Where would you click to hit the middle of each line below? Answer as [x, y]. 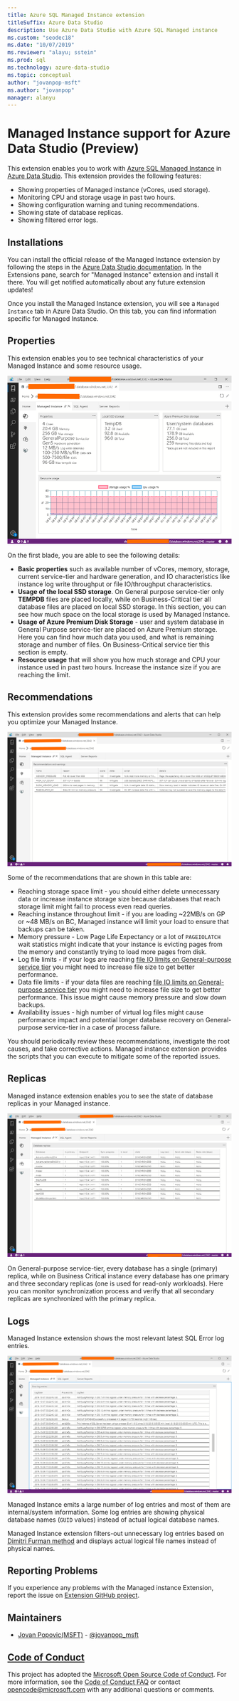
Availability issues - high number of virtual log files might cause [111, 1012]
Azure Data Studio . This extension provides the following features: [104, 176]
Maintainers [35, 1617]
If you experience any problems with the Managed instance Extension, [111, 1588]
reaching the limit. [44, 675]
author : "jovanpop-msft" [44, 83]
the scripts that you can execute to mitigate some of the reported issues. [114, 1056]
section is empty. [43, 652]
